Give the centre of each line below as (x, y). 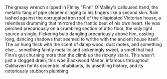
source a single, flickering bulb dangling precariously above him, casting (80, 34)
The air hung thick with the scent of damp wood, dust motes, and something (83, 44)
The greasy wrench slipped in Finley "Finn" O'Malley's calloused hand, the (82, 7)
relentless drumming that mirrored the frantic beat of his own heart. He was (83, 23)
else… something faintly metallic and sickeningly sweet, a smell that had (79, 50)
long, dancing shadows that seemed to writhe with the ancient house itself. (82, 39)
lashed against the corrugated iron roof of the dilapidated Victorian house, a (83, 18)
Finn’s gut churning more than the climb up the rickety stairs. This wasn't (80, 55)
